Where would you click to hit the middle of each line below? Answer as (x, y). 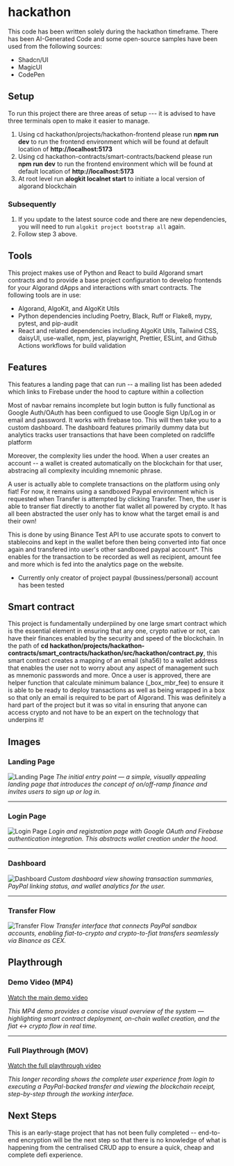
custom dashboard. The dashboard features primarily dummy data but (108, 427)
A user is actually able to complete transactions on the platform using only (114, 484)
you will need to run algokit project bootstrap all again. (102, 227)
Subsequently (32, 204)
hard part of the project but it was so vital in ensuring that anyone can (108, 705)
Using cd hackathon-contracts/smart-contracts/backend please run (115, 156)
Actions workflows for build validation (72, 345)
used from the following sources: (55, 46)
